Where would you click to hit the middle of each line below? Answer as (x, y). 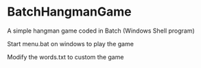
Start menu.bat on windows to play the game (70, 44)
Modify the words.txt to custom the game (66, 57)
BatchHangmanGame (69, 12)
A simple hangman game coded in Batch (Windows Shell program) (101, 31)
